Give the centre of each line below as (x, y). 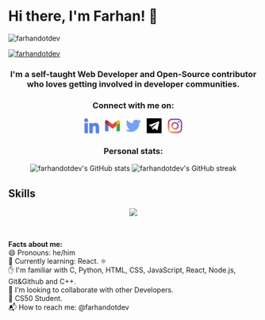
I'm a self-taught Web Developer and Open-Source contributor (133, 74)
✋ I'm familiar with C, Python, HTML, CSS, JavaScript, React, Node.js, (122, 270)
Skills (22, 193)
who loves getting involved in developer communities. (133, 84)
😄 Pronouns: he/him (42, 253)
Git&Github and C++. (42, 282)
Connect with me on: (133, 105)
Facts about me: (36, 245)
